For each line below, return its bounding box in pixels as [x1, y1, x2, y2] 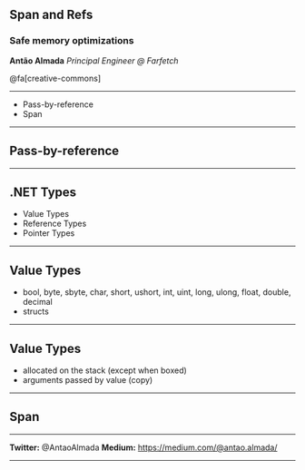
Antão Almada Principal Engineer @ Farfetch [9, 54, 179, 66]
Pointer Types [22, 228, 75, 239]
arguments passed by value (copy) [22, 374, 153, 385]
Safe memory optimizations [9, 34, 134, 47]
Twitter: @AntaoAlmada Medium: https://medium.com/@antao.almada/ [9, 442, 278, 453]
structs [22, 306, 50, 317]
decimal [22, 297, 53, 308]
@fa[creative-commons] [9, 73, 102, 83]
